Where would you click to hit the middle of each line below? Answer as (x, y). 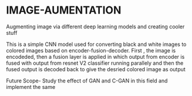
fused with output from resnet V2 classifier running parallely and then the (95, 63)
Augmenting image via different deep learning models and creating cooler (95, 27)
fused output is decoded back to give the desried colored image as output (96, 69)
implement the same (31, 87)
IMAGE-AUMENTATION (64, 10)
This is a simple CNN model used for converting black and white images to (96, 44)
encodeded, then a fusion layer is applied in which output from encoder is (95, 57)
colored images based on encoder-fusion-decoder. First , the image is (91, 50)
